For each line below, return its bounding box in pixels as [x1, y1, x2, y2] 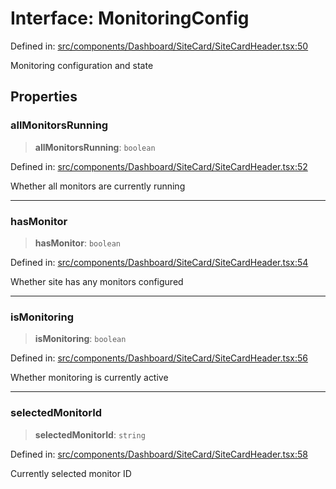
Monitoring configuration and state [10, 59, 154, 71]
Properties [10, 88, 78, 106]
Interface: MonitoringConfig [10, 7, 250, 30]
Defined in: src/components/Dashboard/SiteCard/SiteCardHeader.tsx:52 [10, 160, 308, 172]
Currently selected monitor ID [10, 467, 132, 479]
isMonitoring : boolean [34, 333, 127, 345]
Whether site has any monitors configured [10, 275, 184, 287]
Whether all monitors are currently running [10, 180, 186, 192]
